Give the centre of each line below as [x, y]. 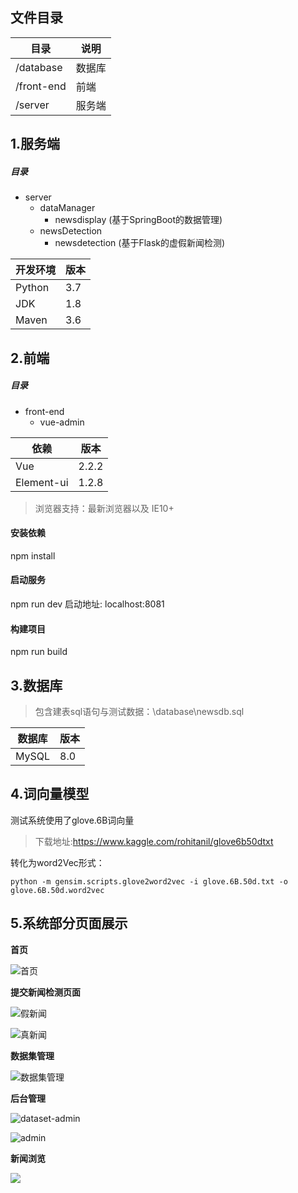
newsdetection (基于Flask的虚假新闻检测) [140, 243]
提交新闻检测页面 [45, 992]
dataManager [67, 208]
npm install [33, 555]
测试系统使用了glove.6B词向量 [72, 820]
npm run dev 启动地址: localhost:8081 [87, 604]
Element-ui [42, 482]
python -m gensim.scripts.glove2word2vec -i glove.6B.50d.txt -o [149, 881]
